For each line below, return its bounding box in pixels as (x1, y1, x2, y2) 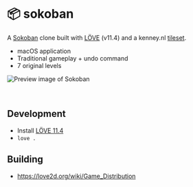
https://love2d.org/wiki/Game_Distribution (16, 172, 136, 180)
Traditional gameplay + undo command (16, 54, 128, 63)
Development (7, 108, 67, 120)
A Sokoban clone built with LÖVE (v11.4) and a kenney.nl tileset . (7, 33, 187, 42)
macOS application (16, 47, 71, 55)
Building (7, 153, 43, 166)
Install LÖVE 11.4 (16, 126, 64, 135)
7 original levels (16, 61, 62, 69)
